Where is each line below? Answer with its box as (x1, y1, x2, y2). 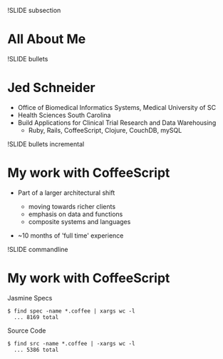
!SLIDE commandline (7, 245, 68, 253)
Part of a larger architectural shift (17, 188, 115, 197)
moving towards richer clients (28, 202, 116, 211)
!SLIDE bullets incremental (7, 139, 85, 148)
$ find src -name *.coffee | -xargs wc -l (7, 340, 135, 347)
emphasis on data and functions (28, 210, 123, 218)
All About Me (7, 31, 86, 47)
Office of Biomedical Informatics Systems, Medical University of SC (17, 103, 216, 111)
